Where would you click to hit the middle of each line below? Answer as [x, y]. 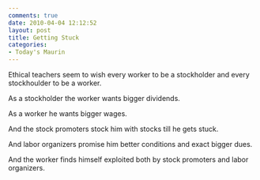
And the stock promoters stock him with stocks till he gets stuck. [113, 129]
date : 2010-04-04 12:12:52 [53, 23]
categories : [28, 45]
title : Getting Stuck [44, 37]
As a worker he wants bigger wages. [68, 114]
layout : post [30, 30]
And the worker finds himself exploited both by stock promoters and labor [128, 159]
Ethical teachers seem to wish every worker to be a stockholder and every [129, 75]
